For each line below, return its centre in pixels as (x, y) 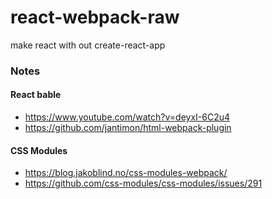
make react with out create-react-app (88, 45)
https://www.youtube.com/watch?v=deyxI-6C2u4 (127, 117)
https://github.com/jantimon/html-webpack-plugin (128, 128)
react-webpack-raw (95, 17)
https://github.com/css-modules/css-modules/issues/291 (143, 183)
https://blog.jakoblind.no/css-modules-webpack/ (126, 173)
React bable (36, 95)
